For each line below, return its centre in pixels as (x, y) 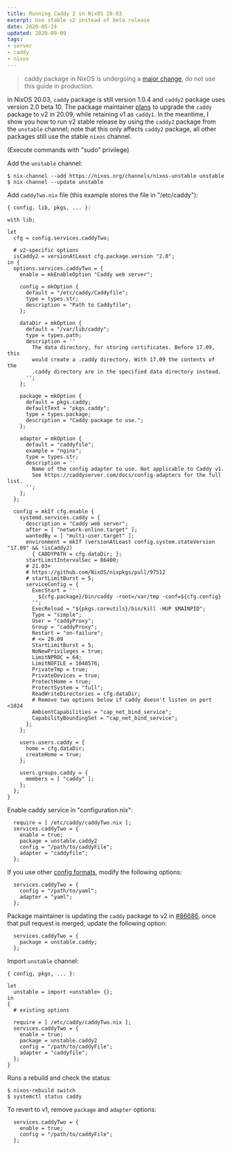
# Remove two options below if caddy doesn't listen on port (122, 700)
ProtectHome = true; (62, 681)
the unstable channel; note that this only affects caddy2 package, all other (112, 128)
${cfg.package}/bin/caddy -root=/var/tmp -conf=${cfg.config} (130, 597)
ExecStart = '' (54, 590)
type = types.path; (53, 335)
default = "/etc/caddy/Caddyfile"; (77, 292)
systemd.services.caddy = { (60, 517)
